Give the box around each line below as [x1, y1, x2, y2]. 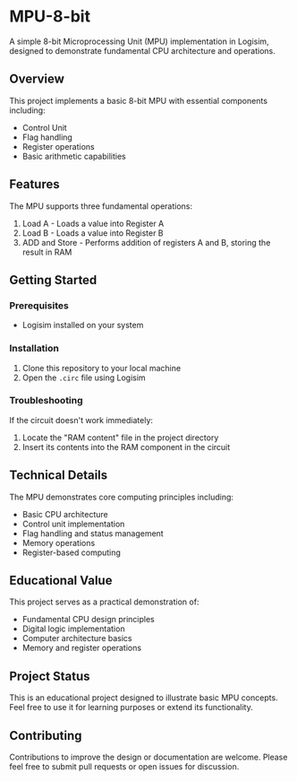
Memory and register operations [21, 643, 141, 654]
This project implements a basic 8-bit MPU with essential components [9, 95, 268, 106]
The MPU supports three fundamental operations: [9, 200, 193, 212]
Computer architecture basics [21, 633, 132, 644]
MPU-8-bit [9, 6, 91, 27]
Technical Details [9, 468, 108, 483]
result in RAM [21, 247, 72, 257]
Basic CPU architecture [21, 508, 109, 519]
